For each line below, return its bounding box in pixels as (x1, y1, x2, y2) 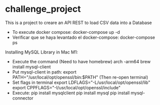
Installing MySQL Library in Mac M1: (5, 49, 78, 55)
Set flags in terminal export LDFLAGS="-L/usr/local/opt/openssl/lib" (12, 79, 151, 85)
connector (12, 95, 34, 101)
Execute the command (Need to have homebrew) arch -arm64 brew (12, 58, 151, 64)
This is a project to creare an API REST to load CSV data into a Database (5, 20, 152, 26)
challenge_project (5, 3, 81, 15)
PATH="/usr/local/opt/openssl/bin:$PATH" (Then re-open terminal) (12, 74, 149, 80)
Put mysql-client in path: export (12, 69, 77, 75)
